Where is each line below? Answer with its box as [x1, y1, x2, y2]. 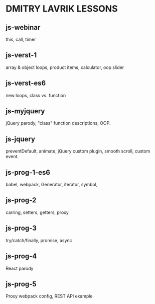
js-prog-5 [6, 280, 37, 288]
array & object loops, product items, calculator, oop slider [6, 64, 124, 70]
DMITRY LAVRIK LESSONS [6, 3, 118, 15]
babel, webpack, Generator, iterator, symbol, [6, 182, 98, 188]
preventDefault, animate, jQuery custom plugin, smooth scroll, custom [6, 148, 150, 154]
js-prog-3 [6, 224, 37, 233]
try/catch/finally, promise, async [6, 237, 72, 243]
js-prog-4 [6, 252, 37, 261]
